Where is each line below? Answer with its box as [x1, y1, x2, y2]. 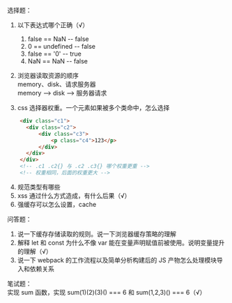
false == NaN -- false [27, 35, 89, 43]
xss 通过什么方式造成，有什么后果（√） [17, 191, 131, 200]
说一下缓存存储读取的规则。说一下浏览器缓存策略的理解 [17, 229, 176, 238]
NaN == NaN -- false [27, 57, 88, 65]
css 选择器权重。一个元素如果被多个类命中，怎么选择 [17, 104, 170, 111]
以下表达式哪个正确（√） [17, 21, 89, 29]
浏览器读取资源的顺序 [17, 72, 79, 79]
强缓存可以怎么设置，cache [17, 200, 97, 208]
